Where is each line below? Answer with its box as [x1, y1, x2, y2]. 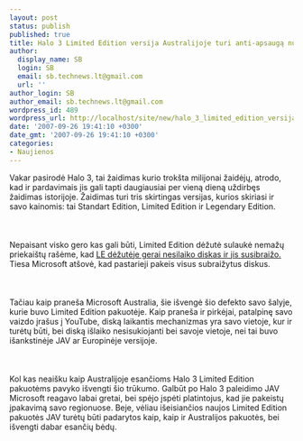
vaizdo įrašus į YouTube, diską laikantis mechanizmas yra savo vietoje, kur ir [9, 316, 293, 326]
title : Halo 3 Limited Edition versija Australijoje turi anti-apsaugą [9, 38, 284, 48]
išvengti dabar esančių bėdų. [9, 421, 117, 432]
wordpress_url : [9, 114, 67, 123]
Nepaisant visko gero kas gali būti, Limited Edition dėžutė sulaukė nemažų [9, 239, 285, 250]
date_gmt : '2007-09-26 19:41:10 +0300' [9, 131, 160, 140]
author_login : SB [9, 88, 75, 97]
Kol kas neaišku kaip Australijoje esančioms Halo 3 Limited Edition [9, 373, 254, 384]
